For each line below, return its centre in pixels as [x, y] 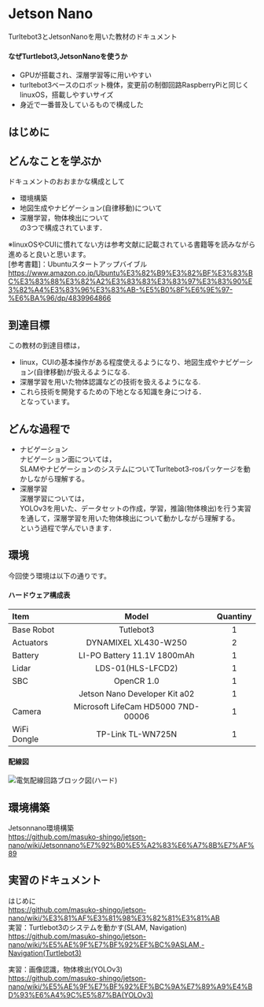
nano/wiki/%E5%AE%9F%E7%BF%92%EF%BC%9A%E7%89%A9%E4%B [130, 987]
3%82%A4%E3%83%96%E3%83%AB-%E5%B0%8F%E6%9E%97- [121, 290]
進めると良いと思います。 [49, 255]
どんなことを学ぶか [55, 161]
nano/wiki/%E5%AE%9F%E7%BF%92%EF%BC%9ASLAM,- [106, 944]
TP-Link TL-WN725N [137, 734]
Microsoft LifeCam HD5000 [125, 706]
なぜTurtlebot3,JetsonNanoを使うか [68, 56]
